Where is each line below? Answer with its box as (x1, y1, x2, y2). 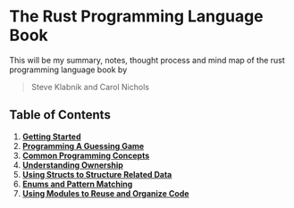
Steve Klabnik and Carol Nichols (30, 81, 150, 92)
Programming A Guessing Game (21, 140, 145, 151)
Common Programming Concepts (21, 150, 150, 161)
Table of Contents (9, 107, 112, 122)
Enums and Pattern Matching (21, 179, 133, 189)
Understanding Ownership (21, 159, 123, 171)
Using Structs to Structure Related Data (21, 169, 172, 179)
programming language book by (9, 64, 128, 75)
